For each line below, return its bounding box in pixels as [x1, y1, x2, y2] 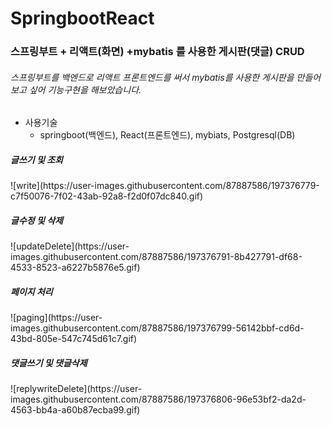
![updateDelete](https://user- [10, 240, 130, 252]
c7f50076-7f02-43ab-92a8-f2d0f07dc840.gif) [10, 190, 204, 202]
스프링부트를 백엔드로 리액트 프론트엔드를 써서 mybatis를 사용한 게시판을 [10, 71, 295, 83]
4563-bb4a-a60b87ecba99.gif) [10, 404, 141, 416]
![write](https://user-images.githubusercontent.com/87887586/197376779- [10, 180, 320, 192]
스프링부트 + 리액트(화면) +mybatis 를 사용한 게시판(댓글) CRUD [10, 45, 305, 59]
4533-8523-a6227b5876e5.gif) [10, 262, 141, 274]
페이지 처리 [10, 285, 53, 297]
